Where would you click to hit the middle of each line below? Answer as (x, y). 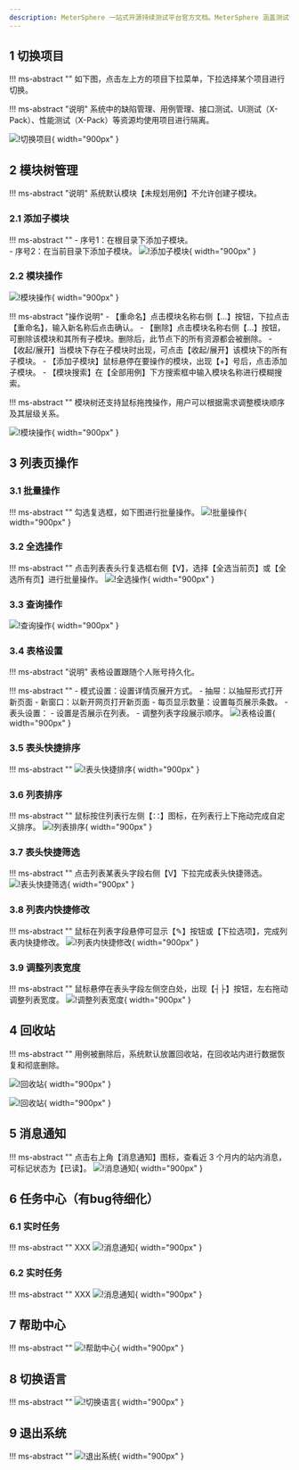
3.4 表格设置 (36, 651)
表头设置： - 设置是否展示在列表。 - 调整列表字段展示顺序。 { (142, 713)
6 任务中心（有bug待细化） (84, 1198)
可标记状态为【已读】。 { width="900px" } (106, 1168)
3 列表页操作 (44, 464)
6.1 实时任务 (35, 1226)
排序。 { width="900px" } (85, 827)
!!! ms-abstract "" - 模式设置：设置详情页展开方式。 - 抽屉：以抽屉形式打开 (146, 691)
